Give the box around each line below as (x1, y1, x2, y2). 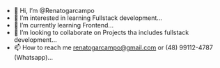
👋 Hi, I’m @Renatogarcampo (13, 7, 95, 14)
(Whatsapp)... (13, 54, 54, 61)
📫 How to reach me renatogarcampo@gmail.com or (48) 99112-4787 (13, 43, 214, 52)
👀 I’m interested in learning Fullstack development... (13, 14, 162, 22)
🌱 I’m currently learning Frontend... (13, 21, 113, 29)
